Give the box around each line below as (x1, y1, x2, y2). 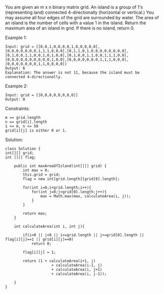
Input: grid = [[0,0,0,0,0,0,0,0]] (5, 93, 78, 98)
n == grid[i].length (5, 119, 48, 124)
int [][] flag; (5, 155, 36, 160)
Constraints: (5, 106, 30, 111)
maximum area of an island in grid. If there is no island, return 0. (5, 25, 135, 31)
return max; (23, 211, 48, 216)
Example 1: (5, 35, 27, 40)
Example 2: (5, 83, 28, 89)
